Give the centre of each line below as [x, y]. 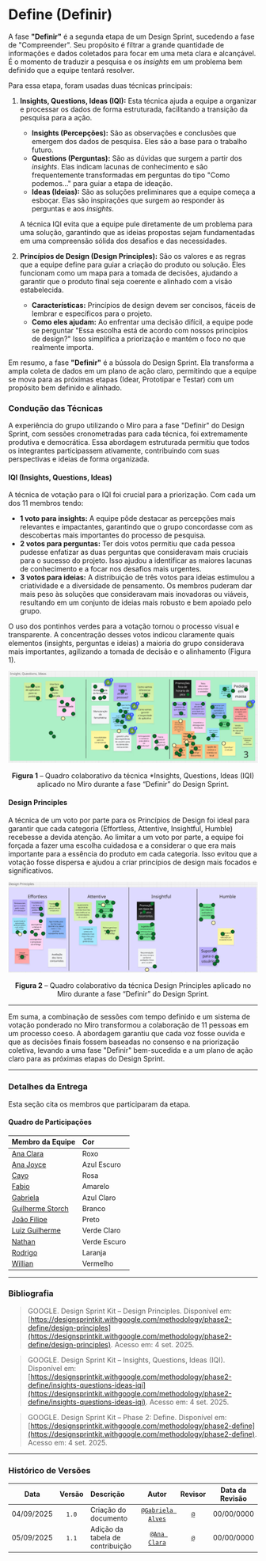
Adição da [107, 1529]
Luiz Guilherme [36, 1231]
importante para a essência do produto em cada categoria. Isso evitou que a [133, 853]
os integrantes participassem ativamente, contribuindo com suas [114, 451]
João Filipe [29, 1219]
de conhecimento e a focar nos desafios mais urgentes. [110, 569]
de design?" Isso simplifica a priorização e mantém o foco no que [139, 339]
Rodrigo [25, 1252]
